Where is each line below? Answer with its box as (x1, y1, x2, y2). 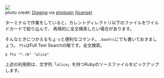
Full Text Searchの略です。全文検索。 (29, 42, 105, 48)
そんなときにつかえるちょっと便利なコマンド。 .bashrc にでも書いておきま (5, 36, 153, 42)
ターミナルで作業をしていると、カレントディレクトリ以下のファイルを (5, 20, 146, 26)
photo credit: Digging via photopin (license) (5, 10, 93, 15)
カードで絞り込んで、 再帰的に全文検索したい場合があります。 (9, 26, 135, 31)
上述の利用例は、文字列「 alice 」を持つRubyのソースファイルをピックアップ (5, 61, 159, 67)
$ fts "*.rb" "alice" (5, 52, 49, 57)
